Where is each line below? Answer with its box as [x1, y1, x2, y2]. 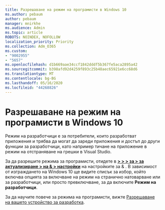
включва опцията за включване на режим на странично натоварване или [5, 174, 161, 180]
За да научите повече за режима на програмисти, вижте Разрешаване [5, 194, 155, 200]
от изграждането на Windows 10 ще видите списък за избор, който [5, 169, 146, 175]
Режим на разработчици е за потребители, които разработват [5, 133, 136, 139]
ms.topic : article [5, 30, 43, 35]
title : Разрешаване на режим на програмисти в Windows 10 [5, 7, 127, 12]
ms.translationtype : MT [5, 71, 54, 76]
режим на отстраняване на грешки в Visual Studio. [5, 149, 112, 155]
